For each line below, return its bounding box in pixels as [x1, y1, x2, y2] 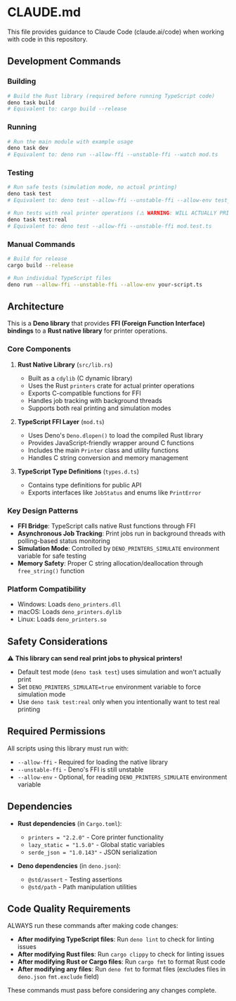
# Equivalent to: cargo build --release [7, 106, 128, 113]
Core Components [7, 344, 72, 354]
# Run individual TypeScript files [7, 274, 112, 281]
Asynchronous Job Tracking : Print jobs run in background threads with [17, 529, 226, 537]
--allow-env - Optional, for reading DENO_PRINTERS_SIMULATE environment [17, 772, 228, 781]
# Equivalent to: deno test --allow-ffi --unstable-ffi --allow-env [7, 197, 212, 204]
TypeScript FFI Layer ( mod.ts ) [17, 417, 105, 426]
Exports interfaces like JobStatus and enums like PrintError [27, 488, 202, 497]
